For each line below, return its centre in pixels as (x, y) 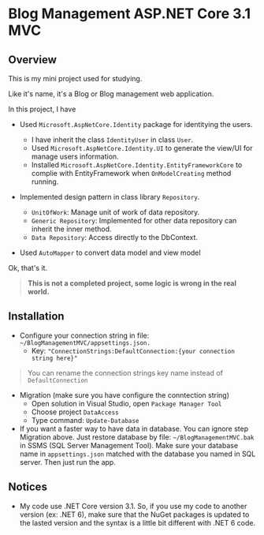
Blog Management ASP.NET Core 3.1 (129, 14)
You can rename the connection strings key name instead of (125, 372)
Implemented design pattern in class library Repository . (110, 197)
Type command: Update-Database (85, 420)
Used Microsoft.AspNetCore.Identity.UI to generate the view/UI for (142, 148)
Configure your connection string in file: (84, 335)
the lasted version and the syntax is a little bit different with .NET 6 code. (138, 522)
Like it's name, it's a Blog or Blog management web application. (111, 94)
